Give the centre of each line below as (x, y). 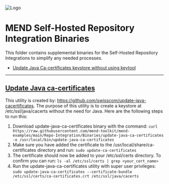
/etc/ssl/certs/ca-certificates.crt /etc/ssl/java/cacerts (76, 176)
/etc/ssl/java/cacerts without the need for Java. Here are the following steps (84, 111)
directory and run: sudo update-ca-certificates (87, 150)
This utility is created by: (31, 100)
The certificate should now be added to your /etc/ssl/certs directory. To (87, 155)
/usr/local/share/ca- (134, 145)
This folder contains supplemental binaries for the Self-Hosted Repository (82, 52)
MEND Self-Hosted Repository (70, 28)
